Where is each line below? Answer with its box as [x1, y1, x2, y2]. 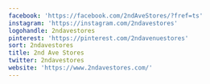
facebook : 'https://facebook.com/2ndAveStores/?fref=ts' [8, 11, 204, 20]
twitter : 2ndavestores [8, 57, 84, 65]
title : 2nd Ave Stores [8, 49, 84, 57]
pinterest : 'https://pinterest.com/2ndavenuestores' [8, 34, 189, 42]
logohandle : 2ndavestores [8, 26, 95, 34]
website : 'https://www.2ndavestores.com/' [8, 64, 153, 72]
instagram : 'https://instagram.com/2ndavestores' [8, 19, 179, 27]
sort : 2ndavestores [8, 42, 74, 50]
